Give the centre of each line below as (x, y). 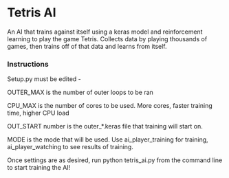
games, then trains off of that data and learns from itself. (87, 46)
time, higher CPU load (39, 113)
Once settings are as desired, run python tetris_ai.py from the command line (115, 160)
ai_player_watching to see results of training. (70, 147)
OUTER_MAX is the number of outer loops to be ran (80, 92)
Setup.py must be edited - (44, 79)
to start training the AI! (39, 168)
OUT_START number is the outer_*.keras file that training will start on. (105, 126)
